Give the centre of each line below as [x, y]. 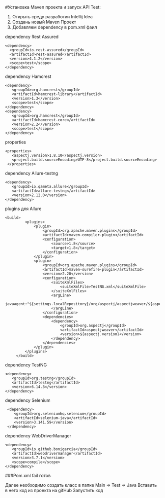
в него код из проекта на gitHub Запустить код [54, 490]
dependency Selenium [28, 400]
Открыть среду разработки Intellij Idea [52, 17]
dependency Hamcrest [28, 76]
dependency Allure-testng [32, 173]
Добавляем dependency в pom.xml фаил [55, 27]
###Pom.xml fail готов [28, 476]
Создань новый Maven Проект [44, 22]
